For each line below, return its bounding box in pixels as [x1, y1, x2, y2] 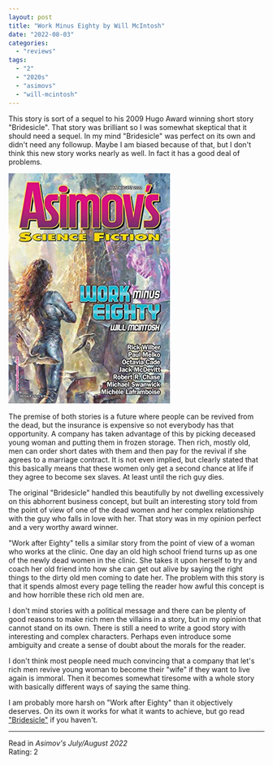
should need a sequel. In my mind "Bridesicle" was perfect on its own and [8, 131, 256, 141]
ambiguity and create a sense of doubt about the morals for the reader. [8, 640, 246, 650]
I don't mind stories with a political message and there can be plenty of [8, 606, 246, 615]
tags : [8, 56, 27, 64]
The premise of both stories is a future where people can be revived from [8, 411, 254, 421]
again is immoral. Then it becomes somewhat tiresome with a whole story [8, 673, 254, 683]
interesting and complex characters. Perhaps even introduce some [8, 631, 232, 641]
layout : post [8, 13, 53, 21]
